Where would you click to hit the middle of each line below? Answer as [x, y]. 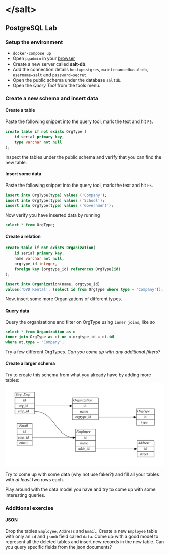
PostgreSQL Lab [31, 28]
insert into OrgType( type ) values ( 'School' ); [55, 200]
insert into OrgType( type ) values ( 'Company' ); [56, 195]
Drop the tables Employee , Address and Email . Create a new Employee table [81, 531]
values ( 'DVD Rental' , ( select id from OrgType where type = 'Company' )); [84, 289]
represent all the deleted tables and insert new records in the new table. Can [85, 542]
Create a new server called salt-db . [49, 64]
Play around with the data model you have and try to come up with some [80, 489]
